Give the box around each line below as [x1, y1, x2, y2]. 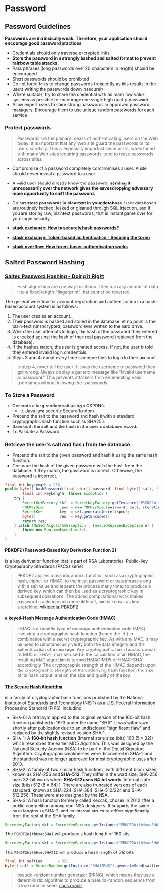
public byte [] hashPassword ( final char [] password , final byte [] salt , [5, 487, 154, 492]
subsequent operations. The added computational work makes [17, 593, 143, 599]
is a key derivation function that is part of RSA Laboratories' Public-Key [5, 558, 148, 564]
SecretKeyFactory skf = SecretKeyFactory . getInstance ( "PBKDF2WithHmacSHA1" [5, 822, 163, 827]
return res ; [22, 518, 47, 524]
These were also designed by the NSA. [31, 792, 109, 798]
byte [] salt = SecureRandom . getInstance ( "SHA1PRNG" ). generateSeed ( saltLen [5, 863, 161, 869]
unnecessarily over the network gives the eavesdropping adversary [12, 185, 153, 191]
